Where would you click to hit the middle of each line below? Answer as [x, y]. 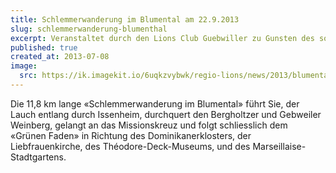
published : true [44, 47]
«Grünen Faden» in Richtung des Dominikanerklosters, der [131, 135]
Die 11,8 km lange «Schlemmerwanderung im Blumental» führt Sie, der [155, 103]
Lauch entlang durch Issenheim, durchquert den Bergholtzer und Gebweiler [166, 114]
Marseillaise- [279, 146]
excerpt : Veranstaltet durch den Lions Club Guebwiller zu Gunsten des [162, 38]
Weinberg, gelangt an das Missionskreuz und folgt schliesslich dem [149, 125]
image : [24, 66]
